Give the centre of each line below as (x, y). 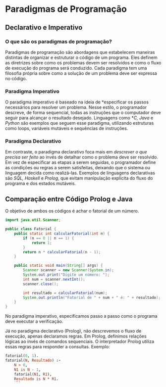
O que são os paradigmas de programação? (59, 42)
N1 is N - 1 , (28, 370)
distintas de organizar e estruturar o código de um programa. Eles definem (81, 57)
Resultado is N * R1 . (36, 379)
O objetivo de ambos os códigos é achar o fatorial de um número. (72, 211)
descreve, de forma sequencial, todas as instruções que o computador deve (83, 113)
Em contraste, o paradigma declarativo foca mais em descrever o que (76, 152)
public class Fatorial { (31, 229)
